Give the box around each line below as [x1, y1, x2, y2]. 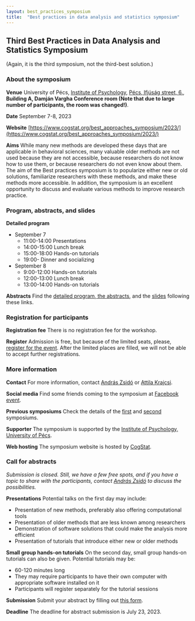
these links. [6, 298, 34, 306]
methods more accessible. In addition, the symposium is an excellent [6, 179, 173, 186]
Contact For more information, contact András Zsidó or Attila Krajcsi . [6, 379, 173, 386]
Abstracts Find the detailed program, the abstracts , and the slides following [6, 292, 190, 299]
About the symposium [6, 75, 71, 84]
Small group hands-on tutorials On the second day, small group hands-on [6, 549, 187, 556]
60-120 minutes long [14, 566, 65, 573]
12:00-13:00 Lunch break [23, 275, 85, 282]
